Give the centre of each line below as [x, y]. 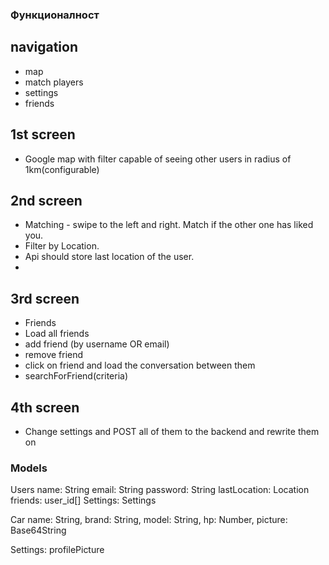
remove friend [54, 355]
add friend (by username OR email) [97, 344]
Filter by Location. [62, 246]
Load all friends [57, 334]
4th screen [45, 407]
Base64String [38, 530]
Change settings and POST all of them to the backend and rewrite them [172, 431]
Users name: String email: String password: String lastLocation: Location [160, 490]
